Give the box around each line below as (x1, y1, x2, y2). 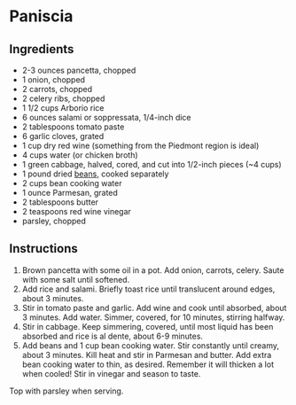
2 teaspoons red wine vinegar (21, 206, 131, 216)
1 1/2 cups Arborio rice (21, 103, 105, 113)
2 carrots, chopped (21, 84, 93, 94)
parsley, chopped (21, 215, 87, 226)
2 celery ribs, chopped (21, 93, 105, 104)
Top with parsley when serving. (9, 386, 124, 396)
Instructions (9, 241, 78, 256)
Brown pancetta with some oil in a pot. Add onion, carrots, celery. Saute (21, 264, 284, 276)
